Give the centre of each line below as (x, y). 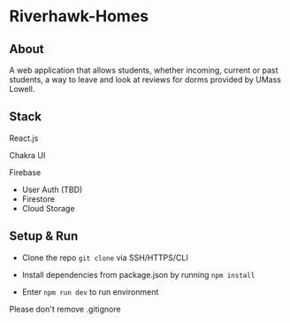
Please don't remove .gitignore (65, 309)
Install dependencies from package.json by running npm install (138, 274)
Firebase (25, 172)
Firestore (38, 199)
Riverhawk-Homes (79, 16)
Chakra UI (27, 155)
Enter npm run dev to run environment (90, 292)
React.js (24, 138)
